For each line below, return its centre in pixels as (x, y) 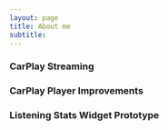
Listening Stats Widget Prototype (84, 115)
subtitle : (28, 35)
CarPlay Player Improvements (76, 91)
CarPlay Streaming (52, 66)
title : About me (40, 26)
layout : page (34, 18)
